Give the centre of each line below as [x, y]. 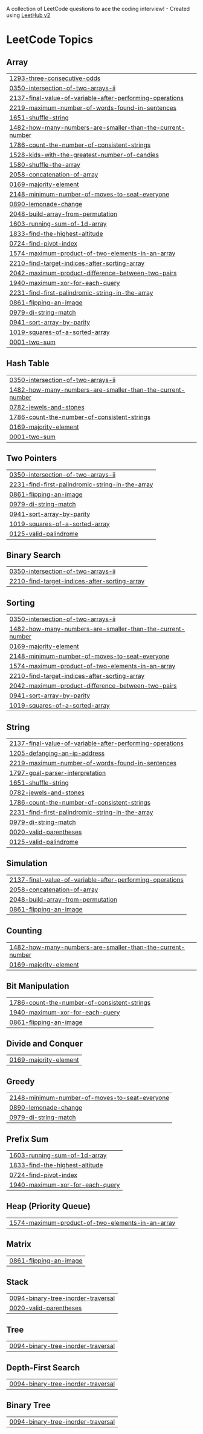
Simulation [27, 863]
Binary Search [34, 555]
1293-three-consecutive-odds [55, 78]
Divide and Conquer [45, 1043]
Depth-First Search [43, 1368]
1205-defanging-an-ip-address [57, 753]
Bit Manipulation [38, 986]
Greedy [21, 1081]
